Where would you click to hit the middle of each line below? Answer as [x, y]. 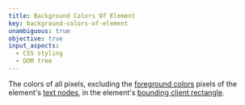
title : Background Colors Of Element [72, 16]
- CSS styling [39, 53]
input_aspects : [34, 46]
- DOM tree [34, 61]
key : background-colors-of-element [68, 23]
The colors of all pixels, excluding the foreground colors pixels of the [122, 84]
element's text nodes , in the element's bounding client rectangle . [116, 92]
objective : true [36, 38]
